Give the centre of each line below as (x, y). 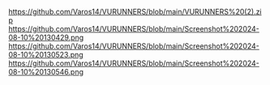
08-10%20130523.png (46, 55)
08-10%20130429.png (46, 37)
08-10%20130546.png (46, 72)
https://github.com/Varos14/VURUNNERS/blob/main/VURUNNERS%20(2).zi (135, 12)
